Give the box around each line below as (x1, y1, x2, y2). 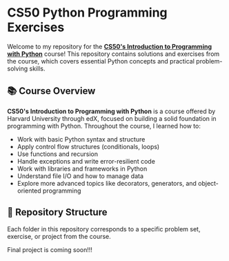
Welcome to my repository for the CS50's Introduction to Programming (7, 42, 212, 50)
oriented (17, 186, 41, 195)
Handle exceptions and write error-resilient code (17, 157, 155, 165)
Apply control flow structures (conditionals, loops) (17, 142, 160, 151)
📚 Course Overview (7, 85, 96, 97)
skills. (29, 64, 46, 72)
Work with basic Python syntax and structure (17, 135, 146, 143)
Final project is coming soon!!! (7, 245, 93, 253)
